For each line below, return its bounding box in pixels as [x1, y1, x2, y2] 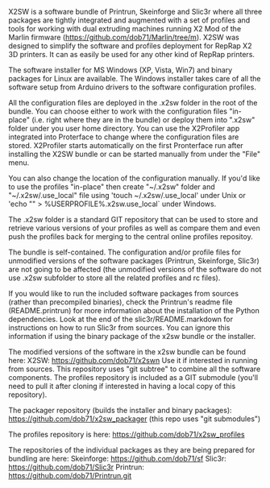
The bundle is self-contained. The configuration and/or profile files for [8, 247, 242, 257]
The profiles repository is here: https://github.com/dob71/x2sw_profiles [8, 430, 245, 439]
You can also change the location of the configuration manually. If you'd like [8, 173, 260, 183]
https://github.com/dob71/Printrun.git [8, 471, 132, 480]
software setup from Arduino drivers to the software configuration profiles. [8, 82, 256, 92]
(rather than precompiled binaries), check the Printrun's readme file [8, 297, 233, 307]
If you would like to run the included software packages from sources [8, 289, 239, 298]
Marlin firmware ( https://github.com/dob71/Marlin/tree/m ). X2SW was [8, 32, 239, 42]
